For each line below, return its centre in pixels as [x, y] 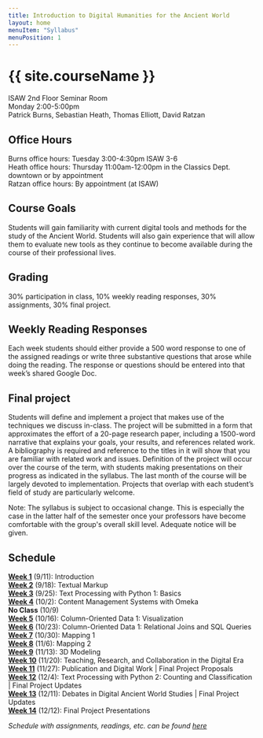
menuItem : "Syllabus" [44, 30]
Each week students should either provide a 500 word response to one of [127, 348]
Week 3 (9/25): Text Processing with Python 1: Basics [95, 593]
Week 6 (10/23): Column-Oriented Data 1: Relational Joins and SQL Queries [130, 627]
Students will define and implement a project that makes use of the [116, 417]
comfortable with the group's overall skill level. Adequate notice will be [122, 525]
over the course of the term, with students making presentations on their [126, 467]
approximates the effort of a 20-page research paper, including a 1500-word [132, 434]
